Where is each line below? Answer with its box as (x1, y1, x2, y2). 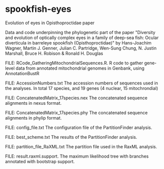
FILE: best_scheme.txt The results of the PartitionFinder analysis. (5, 134, 137, 140)
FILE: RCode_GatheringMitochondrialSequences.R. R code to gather (5, 60, 143, 66)
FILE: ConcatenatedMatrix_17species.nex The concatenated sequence (5, 95, 148, 101)
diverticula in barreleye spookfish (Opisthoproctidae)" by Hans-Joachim (5, 40, 152, 45)
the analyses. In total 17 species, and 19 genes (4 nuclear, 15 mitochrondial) (5, 85, 159, 91)
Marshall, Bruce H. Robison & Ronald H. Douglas (5, 50, 103, 56)
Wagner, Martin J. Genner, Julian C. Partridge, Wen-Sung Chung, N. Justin (5, 45, 157, 51)
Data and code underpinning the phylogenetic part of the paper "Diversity (5, 29, 156, 35)
